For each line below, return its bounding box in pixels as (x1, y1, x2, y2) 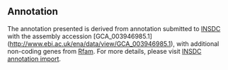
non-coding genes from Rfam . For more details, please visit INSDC (7, 47, 202, 55)
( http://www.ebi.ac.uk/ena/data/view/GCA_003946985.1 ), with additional (7, 39, 220, 48)
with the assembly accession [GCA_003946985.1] (7, 32, 152, 40)
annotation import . (7, 54, 62, 63)
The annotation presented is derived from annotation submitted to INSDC (7, 24, 221, 33)
